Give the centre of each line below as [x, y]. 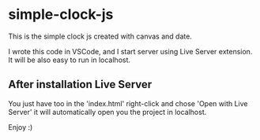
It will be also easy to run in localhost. [70, 60]
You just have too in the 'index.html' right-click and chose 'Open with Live [128, 103]
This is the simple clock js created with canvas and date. [100, 36]
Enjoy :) [21, 127]
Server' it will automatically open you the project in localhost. [107, 112]
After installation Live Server [80, 85]
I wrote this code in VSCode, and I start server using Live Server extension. [130, 51]
